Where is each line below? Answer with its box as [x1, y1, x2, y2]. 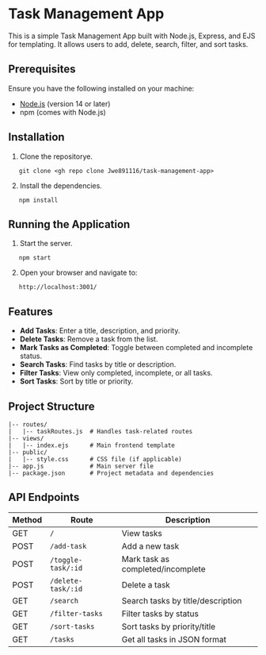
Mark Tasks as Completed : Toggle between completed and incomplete [19, 343, 253, 353]
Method [12, 514, 43, 525]
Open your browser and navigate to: [19, 268, 138, 278]
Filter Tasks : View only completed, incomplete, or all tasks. [19, 368, 213, 378]
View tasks [121, 527, 162, 538]
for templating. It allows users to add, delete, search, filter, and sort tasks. [8, 39, 249, 48]
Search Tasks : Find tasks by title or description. [19, 360, 177, 369]
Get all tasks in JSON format [121, 634, 227, 645]
